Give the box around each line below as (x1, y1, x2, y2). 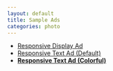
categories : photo (7, 23, 60, 30)
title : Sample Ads (7, 17, 60, 23)
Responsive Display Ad (17, 42, 83, 50)
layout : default (7, 10, 54, 17)
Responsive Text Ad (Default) (17, 49, 102, 57)
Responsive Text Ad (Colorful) (17, 57, 107, 65)
